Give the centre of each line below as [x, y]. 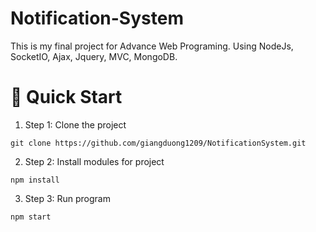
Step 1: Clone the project [75, 124]
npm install [35, 180]
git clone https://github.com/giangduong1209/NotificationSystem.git [158, 143]
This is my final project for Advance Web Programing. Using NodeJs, [152, 46]
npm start [31, 217]
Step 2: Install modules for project [94, 161]
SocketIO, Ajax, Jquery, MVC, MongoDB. [94, 56]
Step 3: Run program [67, 198]
